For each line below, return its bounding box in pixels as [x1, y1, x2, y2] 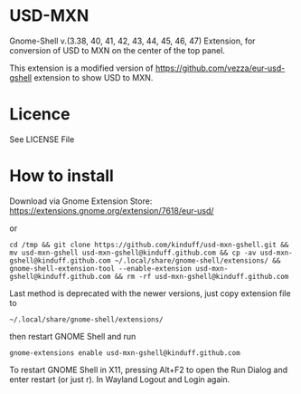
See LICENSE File [9, 133, 75, 145]
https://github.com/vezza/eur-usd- [155, 62, 286, 73]
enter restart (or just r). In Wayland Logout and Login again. [9, 373, 230, 385]
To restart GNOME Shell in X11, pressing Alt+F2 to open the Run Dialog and [9, 364, 287, 375]
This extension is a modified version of [9, 62, 154, 73]
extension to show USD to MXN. [33, 72, 154, 82]
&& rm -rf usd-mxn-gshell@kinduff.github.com [114, 272, 289, 281]
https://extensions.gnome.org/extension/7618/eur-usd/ [9, 205, 214, 216]
